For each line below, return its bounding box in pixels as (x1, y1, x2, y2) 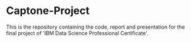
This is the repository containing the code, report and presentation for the (6, 23, 185, 30)
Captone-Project (6, 4, 90, 17)
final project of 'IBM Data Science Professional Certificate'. (6, 29, 149, 36)
